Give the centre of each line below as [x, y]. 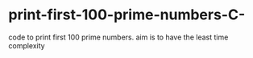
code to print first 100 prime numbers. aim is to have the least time [118, 37]
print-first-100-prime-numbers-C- [127, 15]
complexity [27, 45]
